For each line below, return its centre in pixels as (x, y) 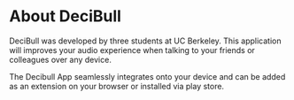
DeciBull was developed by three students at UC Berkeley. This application (145, 41)
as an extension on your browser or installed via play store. (116, 86)
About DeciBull (66, 16)
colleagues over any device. (61, 59)
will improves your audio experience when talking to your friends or (132, 50)
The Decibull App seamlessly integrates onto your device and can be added (147, 76)
